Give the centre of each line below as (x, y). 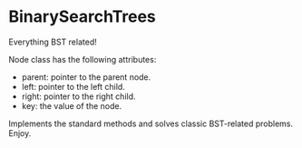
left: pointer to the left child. (73, 86)
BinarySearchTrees (82, 17)
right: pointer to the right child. (79, 96)
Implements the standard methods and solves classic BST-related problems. (151, 123)
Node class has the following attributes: (83, 59)
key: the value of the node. (72, 105)
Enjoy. (20, 133)
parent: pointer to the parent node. (86, 77)
